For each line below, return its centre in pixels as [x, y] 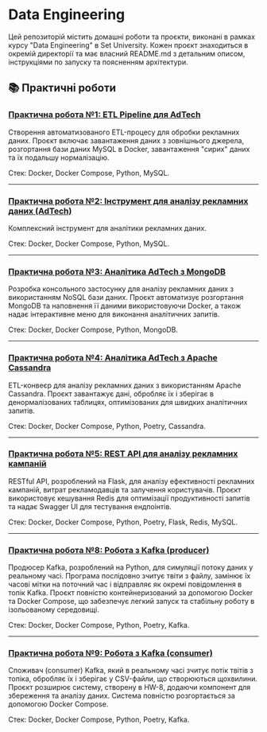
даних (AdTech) [40, 211]
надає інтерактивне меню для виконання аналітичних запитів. [114, 314]
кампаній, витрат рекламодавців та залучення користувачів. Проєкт [125, 489]
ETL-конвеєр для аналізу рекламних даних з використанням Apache [125, 385]
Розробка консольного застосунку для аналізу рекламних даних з [121, 289]
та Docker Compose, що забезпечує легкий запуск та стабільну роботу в [132, 602]
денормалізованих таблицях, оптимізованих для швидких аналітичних [128, 402]
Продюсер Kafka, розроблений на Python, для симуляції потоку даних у [131, 567]
